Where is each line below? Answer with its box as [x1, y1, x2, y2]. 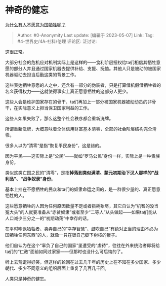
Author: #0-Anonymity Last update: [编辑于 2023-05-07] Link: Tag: [17, 32, 154, 38]
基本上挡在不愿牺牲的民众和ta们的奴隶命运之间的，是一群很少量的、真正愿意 [5, 186, 161, 192]
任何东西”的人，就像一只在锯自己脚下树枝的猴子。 [18, 232, 120, 238]
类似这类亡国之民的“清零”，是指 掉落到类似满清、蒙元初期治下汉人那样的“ [5, 170, 154, 176]
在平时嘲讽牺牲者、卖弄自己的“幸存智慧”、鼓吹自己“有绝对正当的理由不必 [5, 225, 154, 232]
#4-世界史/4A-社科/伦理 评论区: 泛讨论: [17, 38, 97, 44]
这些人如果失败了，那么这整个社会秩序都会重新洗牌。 [5, 115, 114, 121]
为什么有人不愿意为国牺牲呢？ [5, 22, 66, 28]
